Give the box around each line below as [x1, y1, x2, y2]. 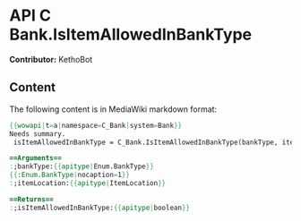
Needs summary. [9, 129, 66, 139]
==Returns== [9, 194, 54, 204]
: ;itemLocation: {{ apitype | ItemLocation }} [9, 179, 167, 188]
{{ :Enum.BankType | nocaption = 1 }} [9, 171, 130, 180]
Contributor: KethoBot [9, 54, 93, 64]
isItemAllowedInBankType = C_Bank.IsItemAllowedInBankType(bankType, [13, 138, 279, 147]
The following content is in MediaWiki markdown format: [9, 104, 218, 115]
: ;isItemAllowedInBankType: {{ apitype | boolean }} [9, 203, 191, 212]
